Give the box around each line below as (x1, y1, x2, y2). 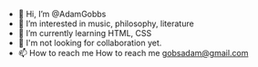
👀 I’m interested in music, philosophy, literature (17, 18, 194, 29)
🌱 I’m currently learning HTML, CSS (17, 28, 152, 38)
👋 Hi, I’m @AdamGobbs (17, 9, 107, 19)
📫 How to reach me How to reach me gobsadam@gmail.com (17, 48, 249, 58)
